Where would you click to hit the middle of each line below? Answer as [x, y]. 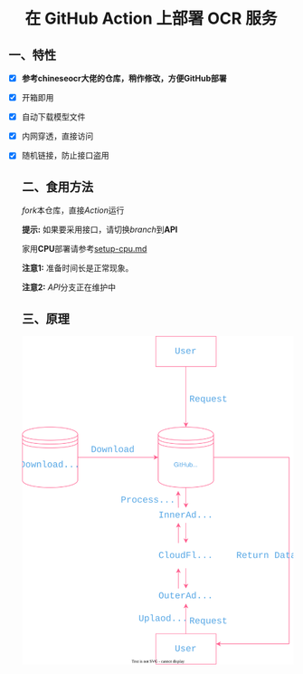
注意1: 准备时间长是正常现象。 [77, 268]
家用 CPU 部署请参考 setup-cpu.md [84, 249]
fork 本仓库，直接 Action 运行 [73, 210]
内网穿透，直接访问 [57, 136]
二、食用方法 [57, 187]
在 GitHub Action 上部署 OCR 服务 [151, 19]
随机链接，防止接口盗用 [65, 156]
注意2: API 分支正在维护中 [69, 287]
